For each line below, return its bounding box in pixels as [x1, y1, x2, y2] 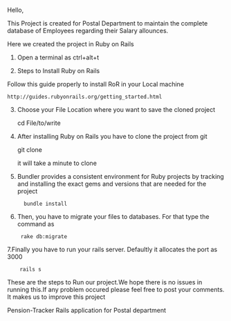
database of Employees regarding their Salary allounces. [7, 27, 169, 35]
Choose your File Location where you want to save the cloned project [17, 106, 216, 113]
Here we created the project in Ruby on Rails [7, 40, 134, 48]
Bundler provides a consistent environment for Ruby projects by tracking [17, 173, 225, 180]
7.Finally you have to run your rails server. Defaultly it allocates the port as [7, 245, 218, 253]
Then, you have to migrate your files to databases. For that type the [17, 213, 210, 220]
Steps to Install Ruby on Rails [17, 67, 100, 75]
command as [17, 220, 55, 228]
